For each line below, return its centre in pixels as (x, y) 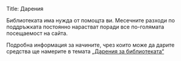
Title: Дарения (25, 9)
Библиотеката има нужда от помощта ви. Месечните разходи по (91, 20)
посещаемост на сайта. (37, 33)
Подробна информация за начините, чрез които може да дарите (90, 45)
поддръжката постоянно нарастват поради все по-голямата (85, 27)
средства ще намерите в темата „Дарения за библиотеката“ (85, 51)
